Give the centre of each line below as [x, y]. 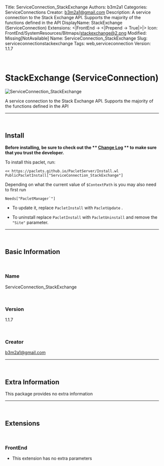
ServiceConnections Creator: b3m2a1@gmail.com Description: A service [78, 12]
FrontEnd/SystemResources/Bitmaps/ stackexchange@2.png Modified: [76, 33]
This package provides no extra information [49, 394]
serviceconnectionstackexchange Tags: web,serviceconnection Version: [78, 43]
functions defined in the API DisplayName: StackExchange [64, 23]
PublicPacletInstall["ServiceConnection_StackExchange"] [64, 175]
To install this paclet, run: [30, 162]
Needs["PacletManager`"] [30, 198]
